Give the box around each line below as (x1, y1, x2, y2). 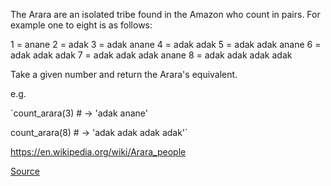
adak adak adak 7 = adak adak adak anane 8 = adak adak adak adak (10, 49, 293, 61)
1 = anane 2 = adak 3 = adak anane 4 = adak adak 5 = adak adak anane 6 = (10, 39, 322, 50)
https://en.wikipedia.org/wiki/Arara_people (10, 146, 187, 158)
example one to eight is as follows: (10, 19, 153, 31)
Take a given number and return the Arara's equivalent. (10, 69, 238, 80)
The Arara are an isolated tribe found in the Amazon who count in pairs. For (10, 9, 321, 20)
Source (10, 165, 40, 177)
